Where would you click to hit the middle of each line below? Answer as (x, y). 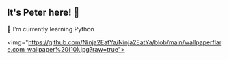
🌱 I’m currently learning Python (51, 29)
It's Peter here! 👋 (43, 13)
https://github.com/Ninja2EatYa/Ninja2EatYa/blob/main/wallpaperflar (125, 42)
